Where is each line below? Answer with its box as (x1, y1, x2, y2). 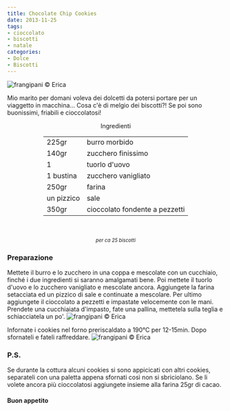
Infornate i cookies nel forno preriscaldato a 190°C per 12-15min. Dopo (7, 325, 207, 334)
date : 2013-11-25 (7, 17, 57, 23)
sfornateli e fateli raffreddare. (7, 332, 91, 341)
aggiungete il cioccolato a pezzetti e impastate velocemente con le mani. (7, 297, 214, 305)
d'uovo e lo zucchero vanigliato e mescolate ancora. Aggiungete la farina (7, 283, 215, 291)
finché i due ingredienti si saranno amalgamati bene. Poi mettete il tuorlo (7, 275, 213, 283)
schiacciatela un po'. (7, 312, 65, 321)
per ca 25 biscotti (95, 237, 136, 243)
